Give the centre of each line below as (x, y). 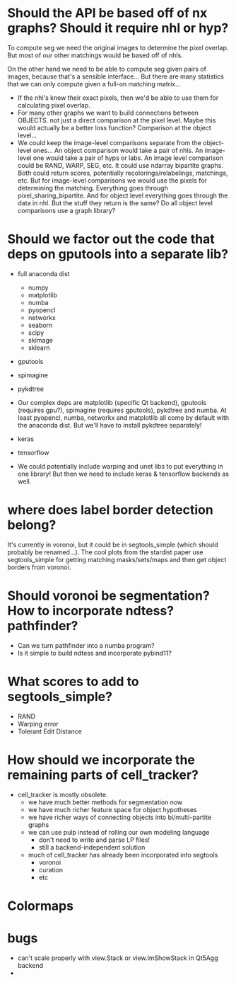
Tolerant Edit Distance (50, 731)
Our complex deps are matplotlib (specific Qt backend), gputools (112, 402)
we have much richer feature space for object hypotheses (112, 809)
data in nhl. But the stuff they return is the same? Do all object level (115, 202)
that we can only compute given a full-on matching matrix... (94, 84)
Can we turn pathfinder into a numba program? (86, 645)
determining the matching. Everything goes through (93, 188)
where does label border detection (110, 510)
